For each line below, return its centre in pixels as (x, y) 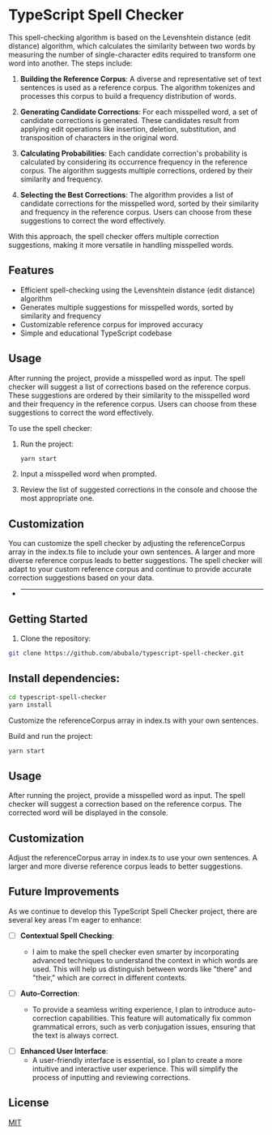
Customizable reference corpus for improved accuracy (112, 324)
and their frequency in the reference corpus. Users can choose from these (133, 403)
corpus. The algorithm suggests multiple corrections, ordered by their (136, 170)
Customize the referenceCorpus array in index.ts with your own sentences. (134, 720)
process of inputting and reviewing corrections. (111, 1077)
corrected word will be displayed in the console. (88, 813)
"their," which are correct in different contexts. (110, 977)
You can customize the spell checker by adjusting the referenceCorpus (127, 544)
